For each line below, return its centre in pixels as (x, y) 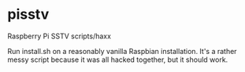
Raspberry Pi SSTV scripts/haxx (59, 36)
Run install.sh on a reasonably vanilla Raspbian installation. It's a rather (122, 51)
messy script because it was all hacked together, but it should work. (118, 59)
